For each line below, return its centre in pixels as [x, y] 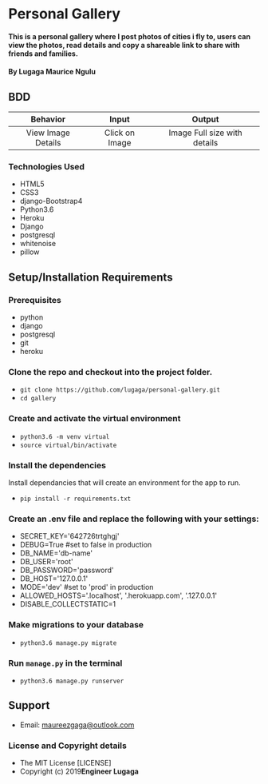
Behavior [48, 119]
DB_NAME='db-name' [56, 553]
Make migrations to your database [76, 625]
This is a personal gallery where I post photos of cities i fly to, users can [130, 36]
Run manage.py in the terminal [65, 663]
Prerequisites [35, 300]
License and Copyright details [68, 746]
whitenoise [38, 244]
